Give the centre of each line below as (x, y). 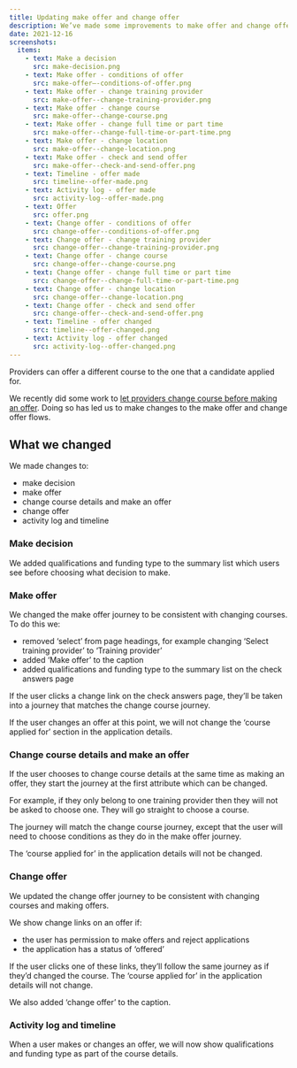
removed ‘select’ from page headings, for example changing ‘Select (145, 642)
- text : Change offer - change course (96, 256)
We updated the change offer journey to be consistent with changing (134, 895)
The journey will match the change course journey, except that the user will (146, 827)
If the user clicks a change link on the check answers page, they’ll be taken (146, 696)
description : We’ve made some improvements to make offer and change (140, 26)
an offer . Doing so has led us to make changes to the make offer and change (148, 407)
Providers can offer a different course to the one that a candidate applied (142, 372)
